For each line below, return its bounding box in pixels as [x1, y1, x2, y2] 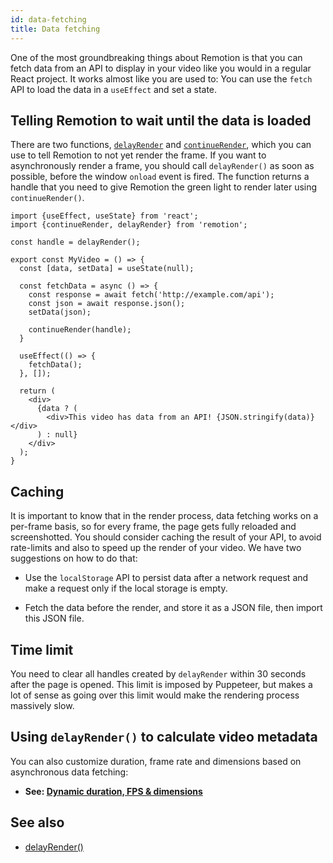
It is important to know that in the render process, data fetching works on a [10, 510, 319, 522]
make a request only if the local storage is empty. [24, 582, 228, 595]
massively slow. [10, 699, 75, 711]
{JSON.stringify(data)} [216, 412, 315, 423]
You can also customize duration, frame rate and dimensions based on [10, 755, 302, 767]
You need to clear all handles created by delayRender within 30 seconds [10, 667, 307, 680]
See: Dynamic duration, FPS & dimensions [24, 785, 203, 797]
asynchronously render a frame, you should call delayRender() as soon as [10, 160, 315, 172]
